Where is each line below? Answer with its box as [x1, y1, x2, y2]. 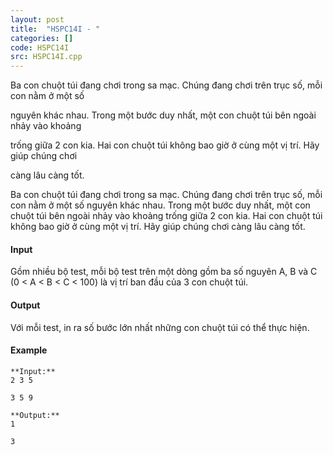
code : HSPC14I [10, 42, 70, 53]
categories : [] [10, 33, 74, 43]
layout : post [10, 14, 65, 25]
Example [10, 344, 48, 356]
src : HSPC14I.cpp [10, 52, 83, 62]
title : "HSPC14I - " [10, 24, 101, 34]
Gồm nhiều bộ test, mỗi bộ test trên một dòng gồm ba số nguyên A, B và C [10, 266, 318, 278]
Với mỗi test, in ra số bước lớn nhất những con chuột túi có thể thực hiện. [10, 321, 310, 333]
